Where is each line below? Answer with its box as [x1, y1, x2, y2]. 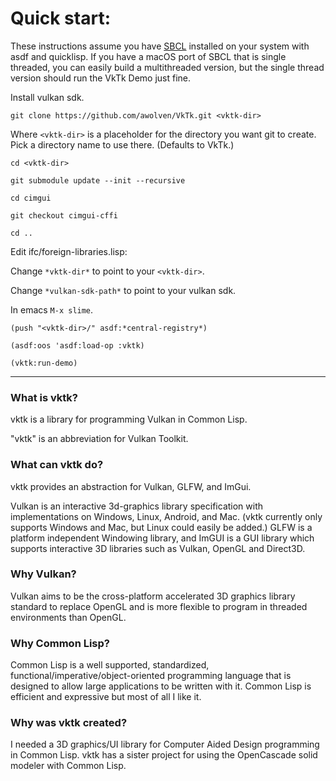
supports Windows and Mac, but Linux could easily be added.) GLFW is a [10, 521, 313, 533]
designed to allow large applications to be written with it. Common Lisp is [10, 680, 312, 692]
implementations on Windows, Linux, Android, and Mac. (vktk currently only [10, 510, 323, 522]
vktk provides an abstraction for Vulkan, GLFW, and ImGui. [10, 480, 252, 492]
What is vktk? [10, 390, 79, 404]
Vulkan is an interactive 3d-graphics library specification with [10, 500, 264, 512]
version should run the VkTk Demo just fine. [10, 72, 192, 84]
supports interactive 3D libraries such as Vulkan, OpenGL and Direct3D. [10, 542, 306, 554]
